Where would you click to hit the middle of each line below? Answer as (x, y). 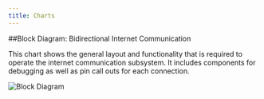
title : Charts (32, 16)
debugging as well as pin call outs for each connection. (99, 71)
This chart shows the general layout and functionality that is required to (126, 53)
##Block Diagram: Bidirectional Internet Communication (100, 38)
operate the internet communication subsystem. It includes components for (132, 62)
